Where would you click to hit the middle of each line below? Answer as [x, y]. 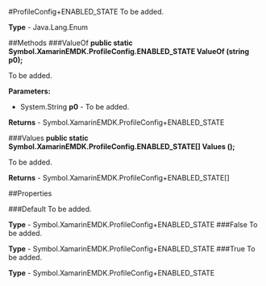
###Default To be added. [50, 209]
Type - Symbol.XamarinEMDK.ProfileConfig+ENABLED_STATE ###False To [133, 224]
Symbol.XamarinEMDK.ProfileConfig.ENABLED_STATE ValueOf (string [129, 51]
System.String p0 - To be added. [75, 107]
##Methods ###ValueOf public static [71, 43]
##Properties [30, 193]
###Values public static [48, 138]
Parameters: [29, 91]
